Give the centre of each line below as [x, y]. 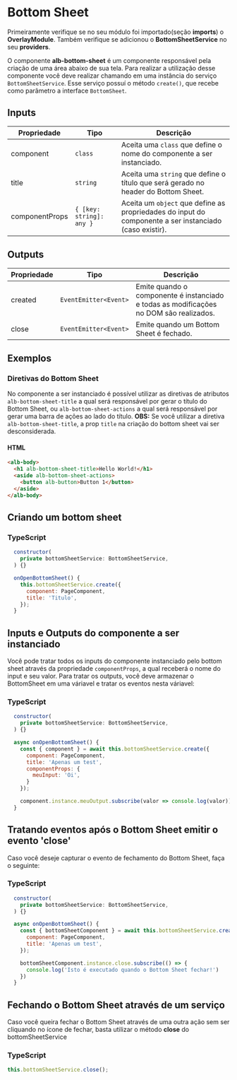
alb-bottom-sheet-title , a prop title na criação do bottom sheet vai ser [114, 424]
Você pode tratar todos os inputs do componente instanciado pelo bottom [115, 661]
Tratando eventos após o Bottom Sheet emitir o [113, 830]
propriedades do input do [163, 211]
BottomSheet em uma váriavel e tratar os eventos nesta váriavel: [101, 683]
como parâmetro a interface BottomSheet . [67, 90]
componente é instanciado [180, 295]
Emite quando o [162, 286]
